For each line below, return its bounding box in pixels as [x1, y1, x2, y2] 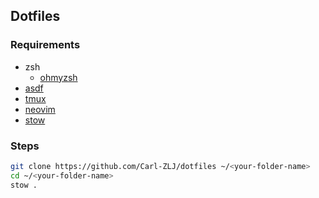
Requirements [10, 38, 81, 52]
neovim [24, 103, 56, 115]
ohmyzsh [39, 71, 78, 83]
